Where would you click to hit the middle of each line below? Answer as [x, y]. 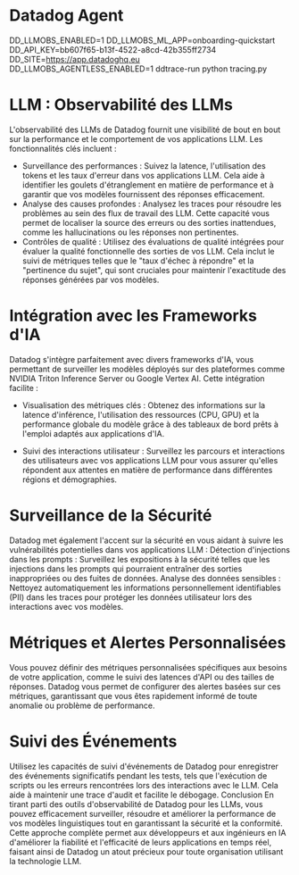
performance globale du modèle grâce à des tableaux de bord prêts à [150, 424]
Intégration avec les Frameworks [133, 316]
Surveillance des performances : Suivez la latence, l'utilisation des [144, 165]
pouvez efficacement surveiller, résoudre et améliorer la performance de [143, 813]
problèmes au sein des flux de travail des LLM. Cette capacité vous [146, 213]
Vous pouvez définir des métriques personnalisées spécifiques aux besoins [148, 667]
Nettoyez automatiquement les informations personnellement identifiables [145, 587]
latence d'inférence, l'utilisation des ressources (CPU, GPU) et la [141, 414]
